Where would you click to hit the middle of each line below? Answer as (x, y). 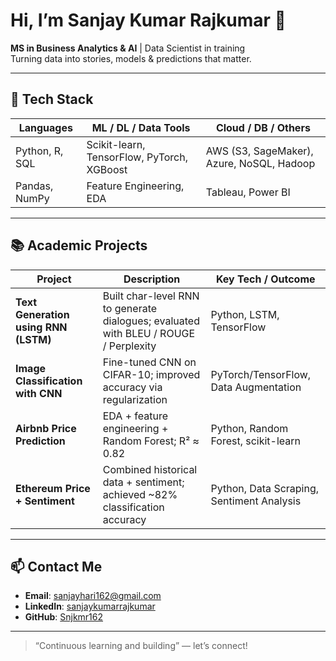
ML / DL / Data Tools (141, 127)
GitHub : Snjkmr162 (64, 617)
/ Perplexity (129, 346)
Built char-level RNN (151, 296)
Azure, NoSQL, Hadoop (260, 163)
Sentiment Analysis (256, 501)
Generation (42, 314)
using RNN (41, 327)
